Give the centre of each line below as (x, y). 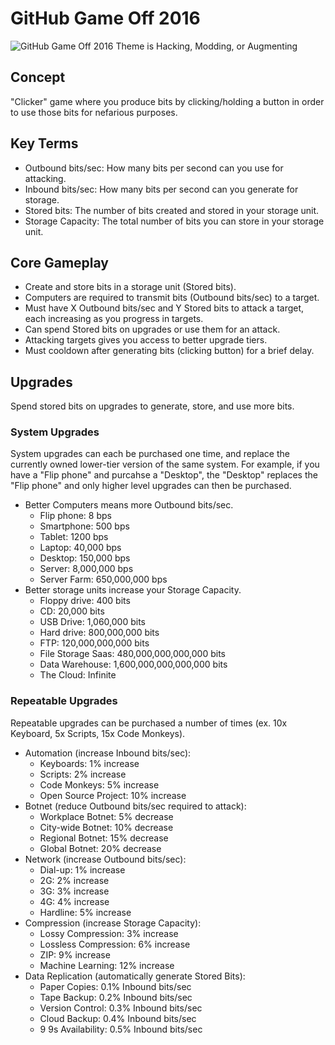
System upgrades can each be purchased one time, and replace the (150, 454)
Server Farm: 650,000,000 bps (103, 579)
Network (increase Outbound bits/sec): (105, 859)
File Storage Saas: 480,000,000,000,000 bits (132, 654)
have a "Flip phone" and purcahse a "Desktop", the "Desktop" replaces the (164, 475)
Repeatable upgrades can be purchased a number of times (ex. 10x (149, 723)
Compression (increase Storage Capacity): (113, 923)
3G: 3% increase (74, 891)
